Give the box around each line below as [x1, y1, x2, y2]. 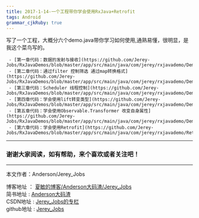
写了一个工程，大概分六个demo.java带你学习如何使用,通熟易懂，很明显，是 [6, 37, 189, 44]
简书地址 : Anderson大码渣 [6, 190, 71, 197]
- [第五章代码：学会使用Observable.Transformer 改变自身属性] [8, 108, 151, 114]
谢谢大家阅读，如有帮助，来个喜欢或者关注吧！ [6, 150, 140, 159]
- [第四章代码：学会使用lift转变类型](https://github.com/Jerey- [8, 97, 161, 102]
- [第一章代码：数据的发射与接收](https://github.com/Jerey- [8, 57, 150, 63]
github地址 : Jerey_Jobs [6, 205, 65, 212]
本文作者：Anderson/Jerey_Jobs [6, 170, 85, 178]
